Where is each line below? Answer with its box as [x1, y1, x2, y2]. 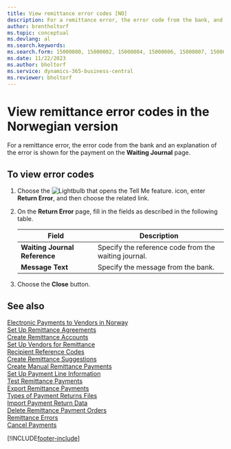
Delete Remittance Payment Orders [7, 406, 107, 414]
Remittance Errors [7, 413, 58, 421]
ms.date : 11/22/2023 [7, 55, 67, 62]
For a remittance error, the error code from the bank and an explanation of [7, 141, 217, 149]
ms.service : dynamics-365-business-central [7, 67, 134, 74]
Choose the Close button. [16, 280, 91, 289]
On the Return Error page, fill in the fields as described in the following [16, 207, 218, 216]
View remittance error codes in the [7, 104, 210, 119]
